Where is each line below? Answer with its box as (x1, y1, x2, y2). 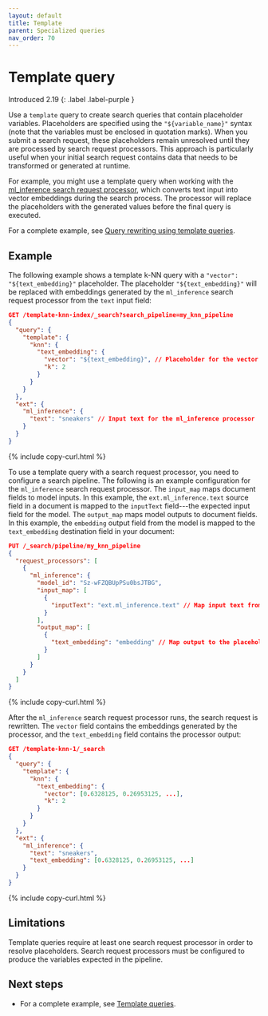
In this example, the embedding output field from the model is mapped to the (8, 518, 255, 528)
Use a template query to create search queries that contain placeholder (8, 110, 243, 120)
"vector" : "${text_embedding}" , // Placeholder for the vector (43, 356, 259, 364)
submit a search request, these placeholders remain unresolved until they (8, 136, 250, 145)
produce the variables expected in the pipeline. (8, 955, 164, 964)
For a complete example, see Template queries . (19, 998, 176, 1008)
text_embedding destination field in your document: (8, 526, 175, 536)
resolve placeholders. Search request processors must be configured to (8, 946, 245, 955)
